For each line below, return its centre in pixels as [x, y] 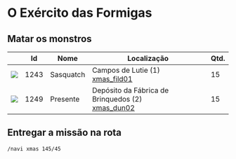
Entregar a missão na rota [64, 133]
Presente [65, 99]
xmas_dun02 [114, 108]
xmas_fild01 [112, 79]
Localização [148, 58]
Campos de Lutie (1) [126, 70]
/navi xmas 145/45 [34, 148]
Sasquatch [68, 75]
